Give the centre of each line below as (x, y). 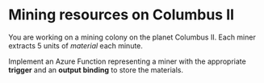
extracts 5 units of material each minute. (76, 45)
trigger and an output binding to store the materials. (96, 69)
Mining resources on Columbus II (122, 15)
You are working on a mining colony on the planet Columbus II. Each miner (132, 37)
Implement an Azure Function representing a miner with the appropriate (127, 61)
